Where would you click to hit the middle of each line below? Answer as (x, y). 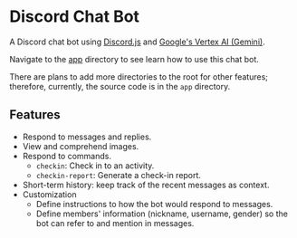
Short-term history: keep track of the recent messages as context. (146, 185)
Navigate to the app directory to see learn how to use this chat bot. (134, 59)
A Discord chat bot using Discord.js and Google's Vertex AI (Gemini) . (137, 42)
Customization (49, 194)
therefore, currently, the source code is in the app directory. (120, 86)
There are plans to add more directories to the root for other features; (139, 76)
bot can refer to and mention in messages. (115, 223)
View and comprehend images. (81, 146)
